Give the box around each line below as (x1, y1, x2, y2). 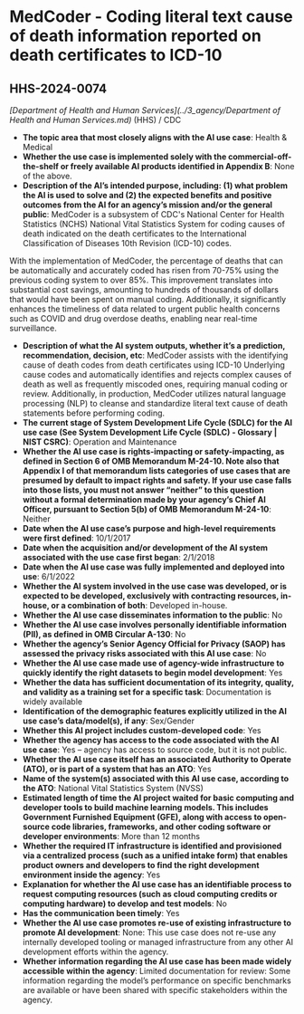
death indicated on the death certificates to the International (22, 228, 247, 239)
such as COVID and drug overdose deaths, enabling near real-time (9, 313, 258, 323)
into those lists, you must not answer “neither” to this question (22, 484, 265, 495)
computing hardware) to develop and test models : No (22, 898, 228, 909)
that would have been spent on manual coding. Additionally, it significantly (9, 294, 287, 304)
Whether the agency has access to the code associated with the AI (22, 735, 280, 745)
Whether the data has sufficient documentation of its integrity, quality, (22, 677, 294, 687)
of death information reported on (9, 25, 262, 46)
